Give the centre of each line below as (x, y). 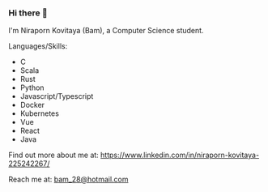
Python (32, 87)
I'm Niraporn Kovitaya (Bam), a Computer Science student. (106, 31)
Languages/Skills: (38, 46)
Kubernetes (39, 113)
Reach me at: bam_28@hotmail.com (68, 179)
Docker (32, 105)
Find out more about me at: (53, 155)
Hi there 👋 (28, 13)
